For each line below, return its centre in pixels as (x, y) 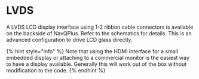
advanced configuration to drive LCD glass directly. (69, 39)
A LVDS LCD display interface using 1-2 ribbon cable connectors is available (100, 27)
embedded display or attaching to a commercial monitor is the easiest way (98, 57)
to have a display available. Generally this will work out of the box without (97, 64)
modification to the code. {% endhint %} (56, 70)
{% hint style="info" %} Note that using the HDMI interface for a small (92, 51)
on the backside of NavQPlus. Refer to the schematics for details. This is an (99, 33)
